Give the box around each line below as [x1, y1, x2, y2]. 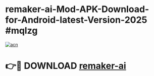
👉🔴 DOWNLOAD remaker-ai [5, 60, 126, 71]
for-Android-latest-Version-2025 [5, 14, 147, 26]
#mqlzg [5, 25, 38, 36]
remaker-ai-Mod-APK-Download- [5, 4, 149, 15]
